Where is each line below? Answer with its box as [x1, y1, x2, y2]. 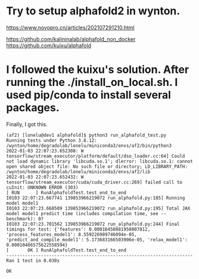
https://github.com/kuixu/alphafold [6, 42, 91, 49]
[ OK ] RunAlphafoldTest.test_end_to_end [6, 247, 127, 253]
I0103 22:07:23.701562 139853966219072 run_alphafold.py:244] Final [6, 221, 180, 227]
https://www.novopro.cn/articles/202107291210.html [6, 24, 135, 31]
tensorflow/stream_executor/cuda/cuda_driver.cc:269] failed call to [6, 179, 183, 185]
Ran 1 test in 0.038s [6, 257, 60, 263]
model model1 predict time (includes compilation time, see [6, 210, 159, 216]
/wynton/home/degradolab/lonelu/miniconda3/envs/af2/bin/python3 [6, 142, 172, 149]
